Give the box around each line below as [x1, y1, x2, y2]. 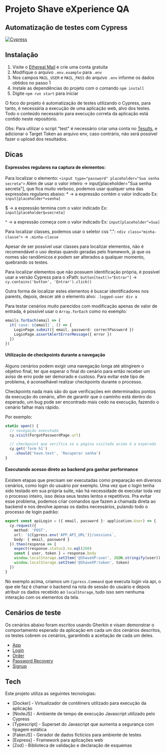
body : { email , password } [14, 537, 70, 542]
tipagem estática [12, 727, 47, 733]
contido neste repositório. [5, 116, 58, 122]
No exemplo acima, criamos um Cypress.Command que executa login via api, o [5, 578, 161, 584]
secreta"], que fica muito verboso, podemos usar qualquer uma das [5, 186, 144, 192]
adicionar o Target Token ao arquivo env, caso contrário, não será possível [5, 131, 158, 137]
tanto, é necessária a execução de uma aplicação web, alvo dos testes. [5, 105, 151, 111]
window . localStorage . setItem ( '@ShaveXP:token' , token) [14, 560, 130, 565]
